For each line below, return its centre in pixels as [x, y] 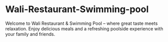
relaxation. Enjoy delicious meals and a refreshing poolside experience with [84, 28]
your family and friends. [30, 34]
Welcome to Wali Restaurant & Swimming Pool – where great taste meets [81, 23]
